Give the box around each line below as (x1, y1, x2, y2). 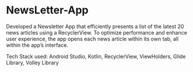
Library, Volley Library (6, 59, 59, 66)
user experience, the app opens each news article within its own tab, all (6, 35, 179, 42)
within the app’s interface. (6, 42, 68, 49)
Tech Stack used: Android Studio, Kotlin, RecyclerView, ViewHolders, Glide (6, 53, 186, 60)
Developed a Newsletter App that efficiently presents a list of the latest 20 (6, 23, 184, 30)
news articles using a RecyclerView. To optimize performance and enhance (6, 29, 187, 36)
